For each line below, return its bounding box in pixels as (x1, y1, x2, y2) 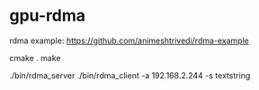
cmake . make (9, 52, 61, 63)
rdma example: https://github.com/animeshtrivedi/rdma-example (9, 35, 250, 46)
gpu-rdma (9, 5, 86, 26)
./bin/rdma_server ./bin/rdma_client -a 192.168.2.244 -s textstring (9, 69, 251, 81)
